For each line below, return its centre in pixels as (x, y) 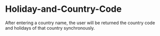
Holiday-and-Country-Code (63, 9)
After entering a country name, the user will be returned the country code (80, 23)
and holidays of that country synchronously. (50, 28)
